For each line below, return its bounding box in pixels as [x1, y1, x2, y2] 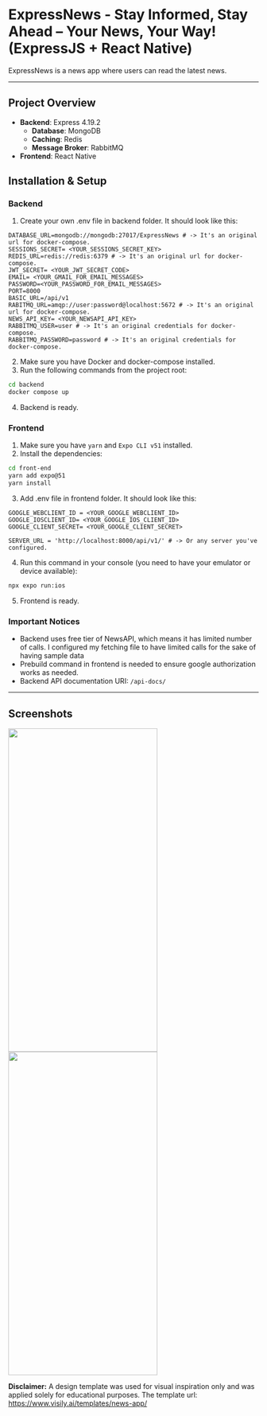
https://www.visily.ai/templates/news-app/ [8, 1398, 148, 1408]
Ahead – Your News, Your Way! [8, 22, 217, 41]
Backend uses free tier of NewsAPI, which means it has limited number [19, 634, 253, 644]
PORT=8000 [8, 287, 41, 295]
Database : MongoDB [31, 126, 101, 135]
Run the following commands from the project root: [19, 365, 188, 375]
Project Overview [8, 96, 96, 110]
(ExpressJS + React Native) [8, 40, 193, 57]
